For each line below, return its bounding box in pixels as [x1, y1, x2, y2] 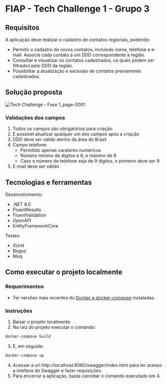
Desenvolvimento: [5, 191, 43, 198]
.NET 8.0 [12, 201, 31, 207]
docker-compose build [5, 334, 51, 339]
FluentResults [12, 206, 41, 213]
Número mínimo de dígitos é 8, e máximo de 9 [20, 152, 116, 159]
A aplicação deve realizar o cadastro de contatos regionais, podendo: [5, 36, 150, 43]
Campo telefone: [12, 142, 48, 148]
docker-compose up [5, 353, 44, 358]
